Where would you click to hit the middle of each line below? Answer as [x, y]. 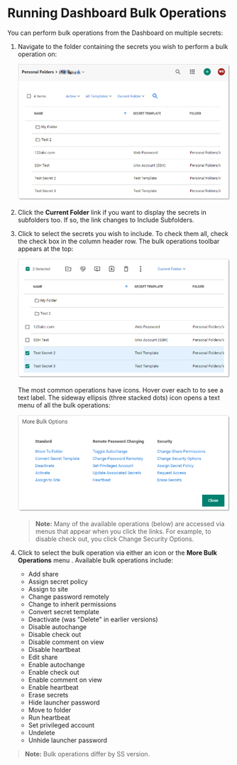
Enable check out [54, 672]
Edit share [43, 657]
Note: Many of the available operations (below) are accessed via [130, 523]
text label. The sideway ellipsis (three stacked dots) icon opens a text [118, 397]
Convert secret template [64, 611]
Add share [43, 574]
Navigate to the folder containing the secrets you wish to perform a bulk [123, 46]
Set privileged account [61, 725]
